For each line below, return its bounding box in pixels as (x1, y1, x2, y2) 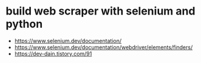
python (5, 17, 43, 31)
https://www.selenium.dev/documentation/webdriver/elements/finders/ (14, 44, 193, 51)
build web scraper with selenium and (5, 4, 196, 18)
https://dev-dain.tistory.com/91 (14, 50, 92, 57)
